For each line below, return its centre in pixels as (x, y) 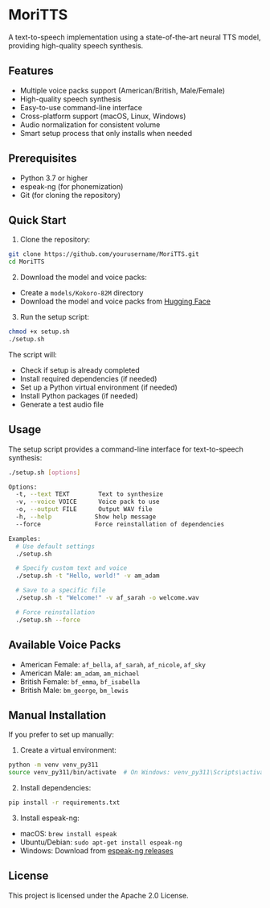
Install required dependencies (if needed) (88, 378)
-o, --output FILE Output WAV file (84, 510)
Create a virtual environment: (68, 750)
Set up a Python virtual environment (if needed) (99, 387)
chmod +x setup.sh (39, 332)
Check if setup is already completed (80, 370)
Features (31, 71)
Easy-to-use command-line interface (81, 107)
